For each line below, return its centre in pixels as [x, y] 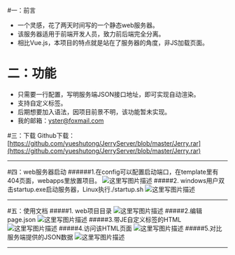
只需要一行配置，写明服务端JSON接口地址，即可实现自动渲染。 [109, 94]
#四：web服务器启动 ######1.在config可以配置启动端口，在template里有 [113, 172]
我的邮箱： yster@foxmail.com [60, 120]
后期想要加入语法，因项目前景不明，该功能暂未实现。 [94, 111]
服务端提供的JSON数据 [40, 237]
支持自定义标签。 [42, 103]
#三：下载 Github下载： [41, 135]
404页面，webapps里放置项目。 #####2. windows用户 [113, 180]
